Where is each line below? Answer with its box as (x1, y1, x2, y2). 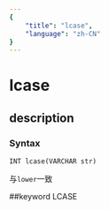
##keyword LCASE (9, 191, 78, 202)
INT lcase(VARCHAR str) (9, 157, 97, 166)
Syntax (9, 137, 41, 149)
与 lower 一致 (9, 174, 53, 184)
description (9, 110, 74, 125)
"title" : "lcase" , (25, 21, 93, 30)
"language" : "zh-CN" (25, 29, 101, 38)
